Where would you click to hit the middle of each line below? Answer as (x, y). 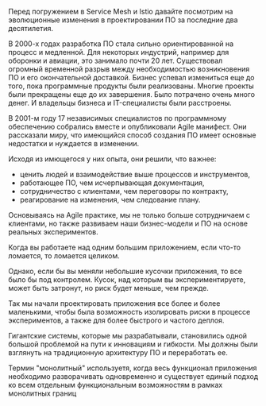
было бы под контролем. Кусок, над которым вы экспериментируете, (127, 280)
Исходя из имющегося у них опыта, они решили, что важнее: (112, 159)
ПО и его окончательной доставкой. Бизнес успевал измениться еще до (131, 77)
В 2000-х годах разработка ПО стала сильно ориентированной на (121, 44)
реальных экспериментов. (54, 232)
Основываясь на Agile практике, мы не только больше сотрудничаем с (129, 215)
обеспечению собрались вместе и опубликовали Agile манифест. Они (127, 127)
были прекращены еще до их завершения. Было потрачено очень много (132, 94)
